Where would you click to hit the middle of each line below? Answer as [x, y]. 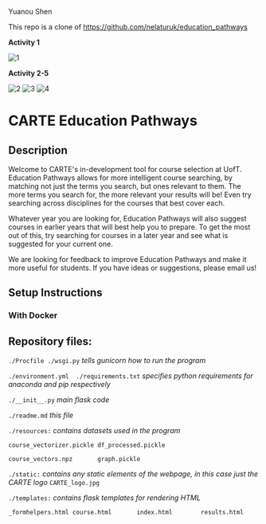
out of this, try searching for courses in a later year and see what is [118, 235]
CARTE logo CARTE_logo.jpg [54, 483]
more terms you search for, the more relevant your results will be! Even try [130, 195]
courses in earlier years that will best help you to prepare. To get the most [129, 227]
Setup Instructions [55, 293]
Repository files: [50, 341]
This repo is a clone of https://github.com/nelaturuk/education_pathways [128, 27]
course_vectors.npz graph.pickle [74, 459]
